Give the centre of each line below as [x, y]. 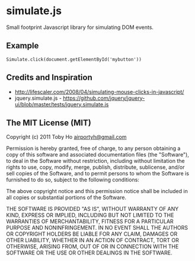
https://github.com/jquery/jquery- [104, 98]
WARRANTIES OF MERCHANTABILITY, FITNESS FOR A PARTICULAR [90, 221]
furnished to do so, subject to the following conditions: [73, 180]
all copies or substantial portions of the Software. [66, 198]
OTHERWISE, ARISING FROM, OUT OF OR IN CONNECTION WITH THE [92, 247]
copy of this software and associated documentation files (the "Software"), [98, 155]
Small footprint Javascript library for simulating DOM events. [80, 27]
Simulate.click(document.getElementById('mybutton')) [74, 59]
